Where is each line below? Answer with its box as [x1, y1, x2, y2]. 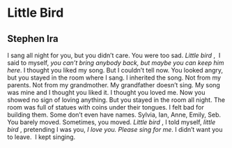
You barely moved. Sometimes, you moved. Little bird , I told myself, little [7, 118, 216, 126]
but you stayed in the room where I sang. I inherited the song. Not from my [7, 73, 222, 82]
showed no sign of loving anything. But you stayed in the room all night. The [7, 96, 225, 104]
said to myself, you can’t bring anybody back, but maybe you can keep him [7, 59, 224, 67]
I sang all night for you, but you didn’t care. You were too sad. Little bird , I [7, 51, 221, 59]
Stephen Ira [7, 33, 59, 45]
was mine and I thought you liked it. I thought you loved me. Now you [7, 89, 206, 96]
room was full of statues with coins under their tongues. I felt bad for [7, 103, 204, 111]
